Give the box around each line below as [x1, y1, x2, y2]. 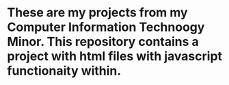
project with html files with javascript [7, 49, 223, 64]
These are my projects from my [7, 5, 188, 21]
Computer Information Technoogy [7, 19, 205, 35]
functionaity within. [7, 63, 122, 79]
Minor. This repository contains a [7, 34, 200, 49]
